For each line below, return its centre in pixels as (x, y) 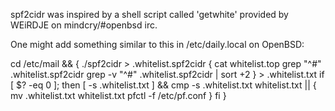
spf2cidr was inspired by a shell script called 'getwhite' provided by (149, 14)
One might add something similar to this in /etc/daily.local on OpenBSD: (157, 44)
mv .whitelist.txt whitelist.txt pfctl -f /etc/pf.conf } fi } (118, 95)
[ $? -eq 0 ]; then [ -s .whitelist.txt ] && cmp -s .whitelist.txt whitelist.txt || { (163, 85)
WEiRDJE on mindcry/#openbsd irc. (84, 25)
